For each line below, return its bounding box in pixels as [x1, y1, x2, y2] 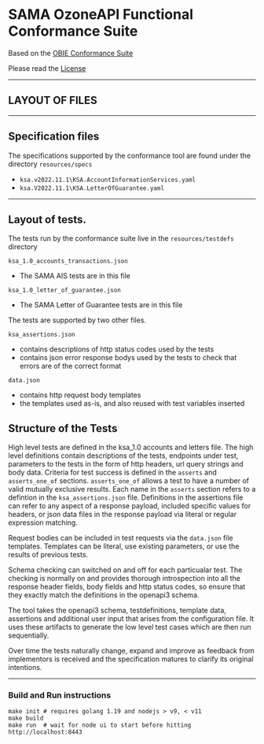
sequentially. [8, 631, 49, 640]
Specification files [8, 130, 100, 143]
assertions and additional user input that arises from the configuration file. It [8, 614, 255, 623]
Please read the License [8, 63, 86, 73]
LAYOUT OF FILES [8, 94, 97, 107]
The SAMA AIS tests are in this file [19, 271, 131, 281]
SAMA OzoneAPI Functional [8, 6, 194, 24]
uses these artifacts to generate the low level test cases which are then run [8, 623, 251, 632]
